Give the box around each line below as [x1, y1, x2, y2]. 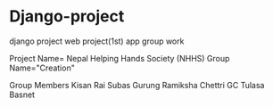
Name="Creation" [9, 62, 76, 73]
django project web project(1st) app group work [9, 36, 185, 46]
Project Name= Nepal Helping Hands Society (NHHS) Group [9, 53, 230, 63]
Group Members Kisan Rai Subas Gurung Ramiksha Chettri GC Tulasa [9, 79, 265, 90]
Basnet [9, 89, 36, 100]
